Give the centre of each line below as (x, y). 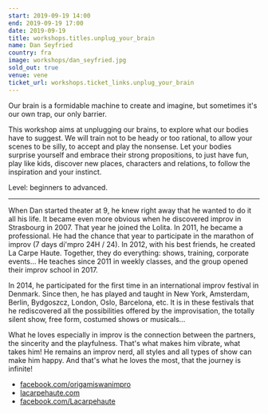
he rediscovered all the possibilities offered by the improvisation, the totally (132, 310)
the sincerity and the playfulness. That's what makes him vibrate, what (124, 343)
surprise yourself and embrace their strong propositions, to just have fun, (128, 155)
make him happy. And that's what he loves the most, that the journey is (125, 360)
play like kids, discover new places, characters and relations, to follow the (129, 163)
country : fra (30, 53)
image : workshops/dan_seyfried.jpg (67, 61)
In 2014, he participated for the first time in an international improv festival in (134, 285)
